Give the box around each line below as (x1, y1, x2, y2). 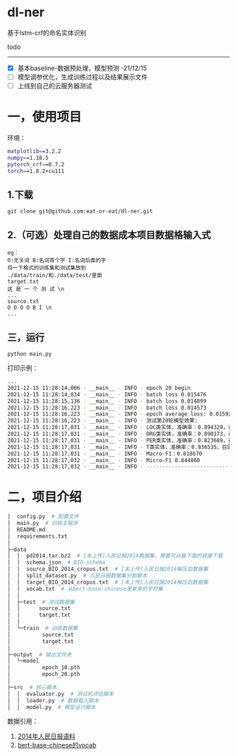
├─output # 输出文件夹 (7, 651, 72, 658)
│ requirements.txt (7, 533, 68, 540)
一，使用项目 (7, 109, 83, 125)
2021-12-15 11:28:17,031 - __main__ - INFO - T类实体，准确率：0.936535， (7, 443, 222, 451)
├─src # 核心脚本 (7, 683, 58, 691)
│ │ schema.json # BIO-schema (7, 559, 106, 566)
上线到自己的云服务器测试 (17, 82, 92, 90)
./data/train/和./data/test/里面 (7, 272, 102, 279)
